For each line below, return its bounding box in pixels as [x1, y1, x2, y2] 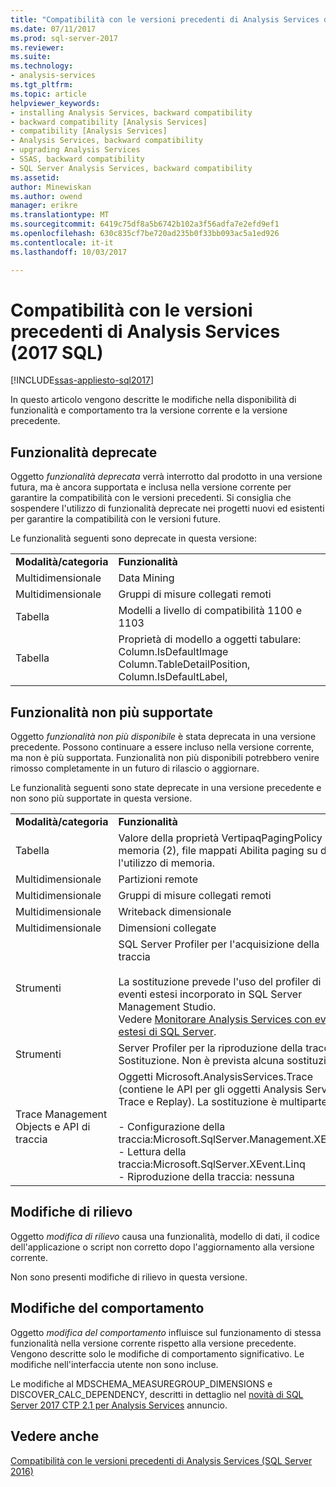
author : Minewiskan [10, 182, 92, 192]
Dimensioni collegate [118, 921, 217, 935]
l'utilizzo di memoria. [118, 856, 216, 870]
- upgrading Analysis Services [10, 145, 141, 155]
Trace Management [15, 1107, 108, 1121]
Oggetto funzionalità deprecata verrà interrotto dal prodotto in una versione [10, 471, 323, 483]
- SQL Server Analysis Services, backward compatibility [10, 163, 253, 173]
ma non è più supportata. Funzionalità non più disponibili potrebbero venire [10, 752, 320, 764]
